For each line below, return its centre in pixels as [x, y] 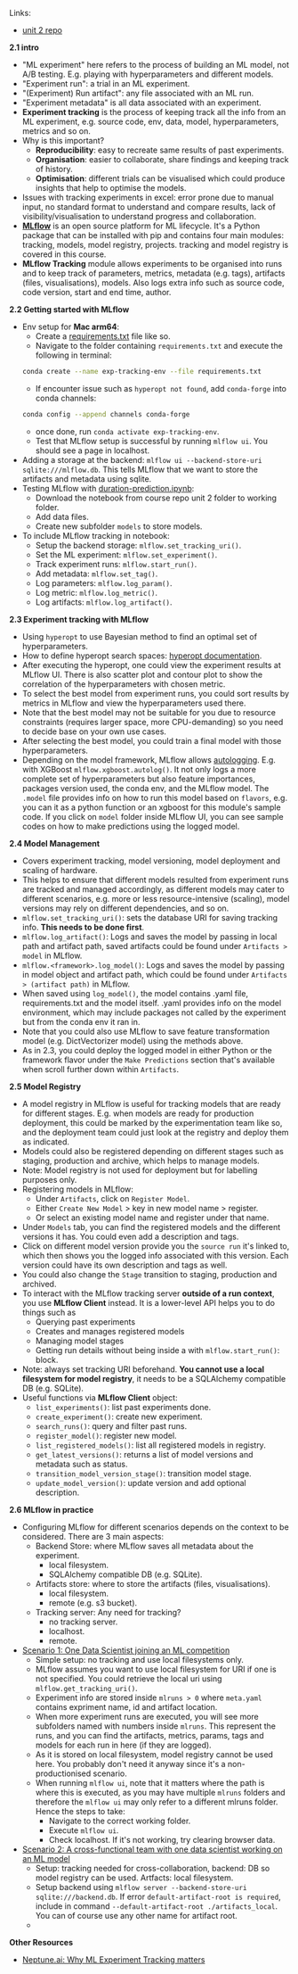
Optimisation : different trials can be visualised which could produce [160, 178]
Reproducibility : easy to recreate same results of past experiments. [160, 150]
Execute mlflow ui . [84, 1830]
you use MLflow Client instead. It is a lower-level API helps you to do [149, 1302]
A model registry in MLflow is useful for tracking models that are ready [152, 1103]
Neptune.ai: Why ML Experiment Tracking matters [113, 1959]
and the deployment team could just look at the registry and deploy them [155, 1132]
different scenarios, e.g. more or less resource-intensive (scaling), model [156, 898]
